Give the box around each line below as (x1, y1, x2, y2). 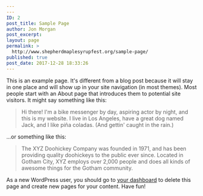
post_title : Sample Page (6, 20, 69, 26)
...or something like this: (6, 132, 66, 140)
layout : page (6, 37, 40, 43)
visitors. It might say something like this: (6, 96, 107, 104)
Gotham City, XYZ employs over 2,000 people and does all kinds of (21, 158, 191, 165)
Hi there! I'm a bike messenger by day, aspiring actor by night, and (21, 108, 188, 115)
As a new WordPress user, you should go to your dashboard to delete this (6, 176, 191, 183)
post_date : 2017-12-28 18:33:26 (6, 60, 88, 66)
